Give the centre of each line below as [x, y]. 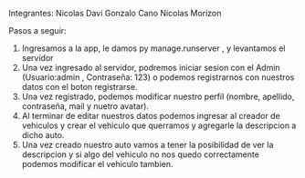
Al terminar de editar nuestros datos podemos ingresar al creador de [151, 116]
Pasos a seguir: [37, 30]
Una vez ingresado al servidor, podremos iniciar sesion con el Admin [151, 68]
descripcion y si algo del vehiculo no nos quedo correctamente [140, 154]
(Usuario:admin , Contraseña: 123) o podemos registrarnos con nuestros [158, 77]
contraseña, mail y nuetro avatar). [85, 106]
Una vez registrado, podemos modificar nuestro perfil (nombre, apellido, [158, 96]
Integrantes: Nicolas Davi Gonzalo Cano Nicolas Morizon [115, 13]
